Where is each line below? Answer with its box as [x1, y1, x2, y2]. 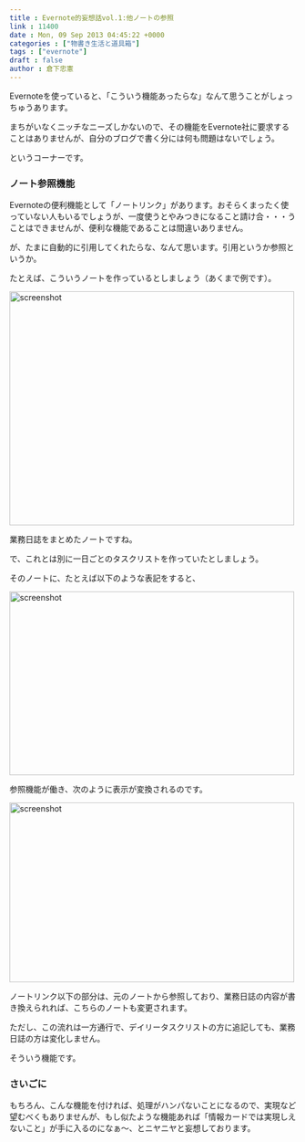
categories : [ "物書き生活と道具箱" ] [9, 38, 140, 48]
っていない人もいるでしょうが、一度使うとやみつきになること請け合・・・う [9, 211, 296, 222]
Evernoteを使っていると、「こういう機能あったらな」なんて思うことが [9, 90, 269, 101]
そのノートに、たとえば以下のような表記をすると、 [9, 572, 201, 584]
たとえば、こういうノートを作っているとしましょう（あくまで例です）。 [9, 273, 277, 284]
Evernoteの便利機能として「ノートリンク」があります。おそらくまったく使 [9, 200, 290, 211]
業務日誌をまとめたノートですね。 [9, 534, 137, 545]
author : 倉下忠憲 [9, 65, 75, 74]
